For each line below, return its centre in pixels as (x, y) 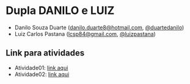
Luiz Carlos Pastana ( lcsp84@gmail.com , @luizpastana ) (85, 33)
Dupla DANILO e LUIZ (60, 11)
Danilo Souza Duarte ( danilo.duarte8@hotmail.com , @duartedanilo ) (99, 27)
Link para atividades (45, 53)
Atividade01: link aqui (41, 68)
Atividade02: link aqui (42, 74)
